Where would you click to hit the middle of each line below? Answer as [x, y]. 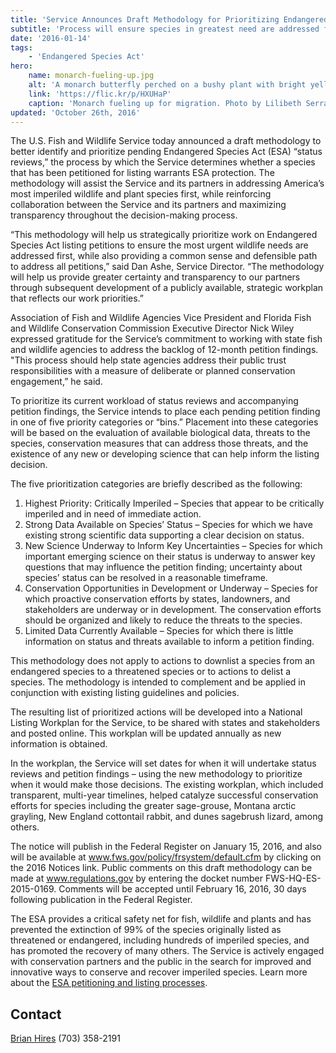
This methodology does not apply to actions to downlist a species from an [163, 661]
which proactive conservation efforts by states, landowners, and [157, 599]
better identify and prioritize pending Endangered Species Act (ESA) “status [166, 152]
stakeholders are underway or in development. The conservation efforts [173, 610]
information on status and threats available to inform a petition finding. [169, 642]
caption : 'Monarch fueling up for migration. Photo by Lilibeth [165, 103]
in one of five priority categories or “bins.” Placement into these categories [164, 422]
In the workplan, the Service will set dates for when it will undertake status [163, 763]
